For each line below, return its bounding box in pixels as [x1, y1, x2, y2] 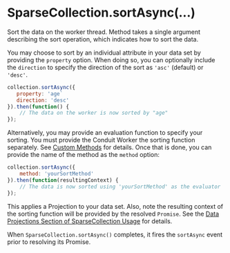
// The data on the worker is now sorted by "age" [19, 109, 169, 117]
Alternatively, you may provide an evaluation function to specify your [7, 129, 203, 137]
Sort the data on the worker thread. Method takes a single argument [7, 28, 201, 36]
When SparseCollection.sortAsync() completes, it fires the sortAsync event [7, 230, 223, 238]
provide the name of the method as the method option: [7, 151, 160, 159]
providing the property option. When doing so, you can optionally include [7, 55, 215, 64]
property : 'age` [16, 90, 64, 97]
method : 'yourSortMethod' [19, 171, 95, 178]
